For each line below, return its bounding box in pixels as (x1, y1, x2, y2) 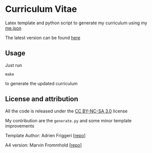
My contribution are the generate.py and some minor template (5, 117, 132, 123)
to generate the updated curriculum (5, 80, 78, 86)
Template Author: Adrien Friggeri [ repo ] (5, 132, 86, 138)
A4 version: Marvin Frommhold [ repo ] (5, 142, 82, 148)
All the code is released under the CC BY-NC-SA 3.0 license (5, 108, 128, 114)
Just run (5, 62, 22, 68)
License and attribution (5, 95, 78, 103)
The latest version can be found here (5, 35, 81, 41)
